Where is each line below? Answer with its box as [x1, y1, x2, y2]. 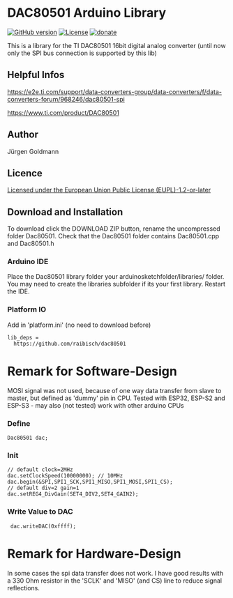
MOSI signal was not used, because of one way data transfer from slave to [7, 386, 222, 394]
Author [7, 129, 38, 141]
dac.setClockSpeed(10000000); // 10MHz [7, 473, 123, 480]
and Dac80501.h [7, 239, 54, 248]
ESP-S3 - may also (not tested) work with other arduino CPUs [7, 401, 184, 409]
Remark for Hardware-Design [7, 546, 181, 562]
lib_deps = [7, 334, 39, 341]
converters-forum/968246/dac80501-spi [7, 95, 126, 103]
